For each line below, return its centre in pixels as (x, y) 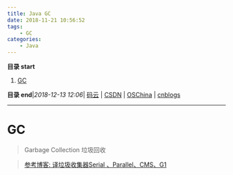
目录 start (21, 66)
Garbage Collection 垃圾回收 (65, 149)
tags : (15, 26)
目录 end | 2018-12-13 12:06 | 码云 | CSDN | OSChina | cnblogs (94, 95)
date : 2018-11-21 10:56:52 (46, 20)
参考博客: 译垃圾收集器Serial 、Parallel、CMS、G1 (95, 165)
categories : (24, 40)
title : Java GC (29, 14)
